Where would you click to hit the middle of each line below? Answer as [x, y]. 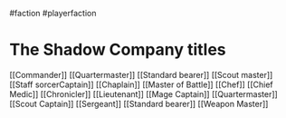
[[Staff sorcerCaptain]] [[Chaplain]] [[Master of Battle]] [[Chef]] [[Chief [141, 84]
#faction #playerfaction [53, 13]
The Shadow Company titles [118, 50]
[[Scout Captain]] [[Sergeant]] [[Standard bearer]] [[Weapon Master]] [139, 103]
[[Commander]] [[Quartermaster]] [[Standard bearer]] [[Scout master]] [141, 74]
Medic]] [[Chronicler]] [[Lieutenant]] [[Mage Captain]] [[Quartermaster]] [143, 93]
